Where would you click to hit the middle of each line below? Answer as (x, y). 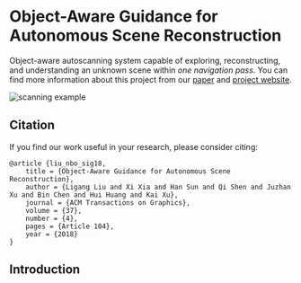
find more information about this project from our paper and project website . (150, 79)
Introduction (45, 270)
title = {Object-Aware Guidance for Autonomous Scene (128, 171)
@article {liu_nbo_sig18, (58, 164)
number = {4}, (52, 218)
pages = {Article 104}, (70, 226)
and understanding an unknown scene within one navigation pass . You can (149, 70)
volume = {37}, (54, 210)
